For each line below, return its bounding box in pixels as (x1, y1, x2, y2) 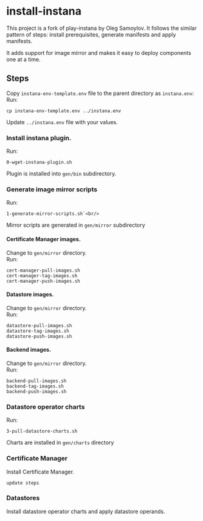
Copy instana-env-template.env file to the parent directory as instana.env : (6, 90, 194, 97)
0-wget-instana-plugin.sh (6, 160, 72, 166)
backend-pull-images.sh (6, 378, 67, 384)
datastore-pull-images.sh (6, 322, 72, 328)
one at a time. (6, 55, 41, 63)
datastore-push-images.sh (6, 333, 72, 339)
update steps (6, 480, 40, 486)
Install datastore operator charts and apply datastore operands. (6, 508, 166, 515)
